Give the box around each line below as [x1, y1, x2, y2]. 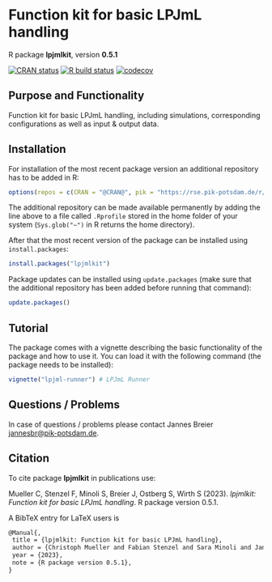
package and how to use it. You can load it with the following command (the [8, 351, 261, 361]
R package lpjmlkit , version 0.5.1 [8, 49, 118, 59]
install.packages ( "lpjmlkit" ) [8, 260, 111, 268]
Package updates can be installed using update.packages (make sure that [8, 274, 253, 284]
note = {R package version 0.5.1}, [11, 559, 132, 567]
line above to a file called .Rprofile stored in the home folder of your [8, 211, 238, 221]
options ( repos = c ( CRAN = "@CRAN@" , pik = [8, 188, 154, 196]
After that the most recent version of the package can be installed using [8, 236, 249, 245]
